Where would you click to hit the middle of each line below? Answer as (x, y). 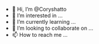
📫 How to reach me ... (40, 35)
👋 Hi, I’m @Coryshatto (39, 9)
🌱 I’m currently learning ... (44, 22)
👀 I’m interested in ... (37, 15)
